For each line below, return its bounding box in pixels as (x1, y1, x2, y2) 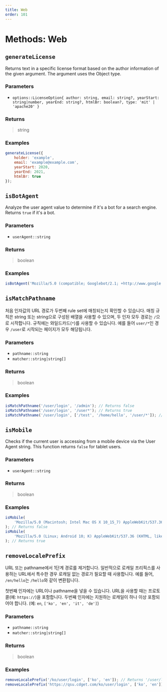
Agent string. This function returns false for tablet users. (5, 444, 122, 450)
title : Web (5, 7, 28, 12)
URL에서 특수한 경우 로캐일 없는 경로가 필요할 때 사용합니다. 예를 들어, (18, 571, 154, 577)
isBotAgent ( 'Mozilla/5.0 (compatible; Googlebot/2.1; (5, 281, 119, 286)
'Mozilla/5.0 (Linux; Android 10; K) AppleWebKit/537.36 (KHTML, (14, 534, 153, 539)
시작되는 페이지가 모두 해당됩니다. (26, 326, 92, 332)
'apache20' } (12, 104, 40, 109)
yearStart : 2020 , (14, 165, 50, 170)
